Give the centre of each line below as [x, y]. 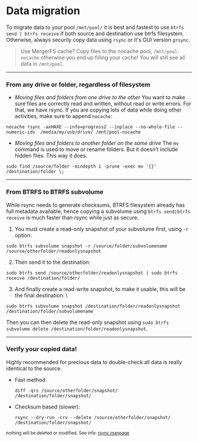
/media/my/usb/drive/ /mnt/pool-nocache [91, 132]
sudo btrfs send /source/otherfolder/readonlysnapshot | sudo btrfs [92, 273]
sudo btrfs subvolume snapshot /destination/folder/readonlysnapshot [93, 306]
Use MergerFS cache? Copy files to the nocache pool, [86, 51]
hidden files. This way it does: [51, 156]
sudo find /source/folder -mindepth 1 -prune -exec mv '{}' [82, 166]
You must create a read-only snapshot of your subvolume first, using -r [101, 229]
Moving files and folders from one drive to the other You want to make [100, 97]
